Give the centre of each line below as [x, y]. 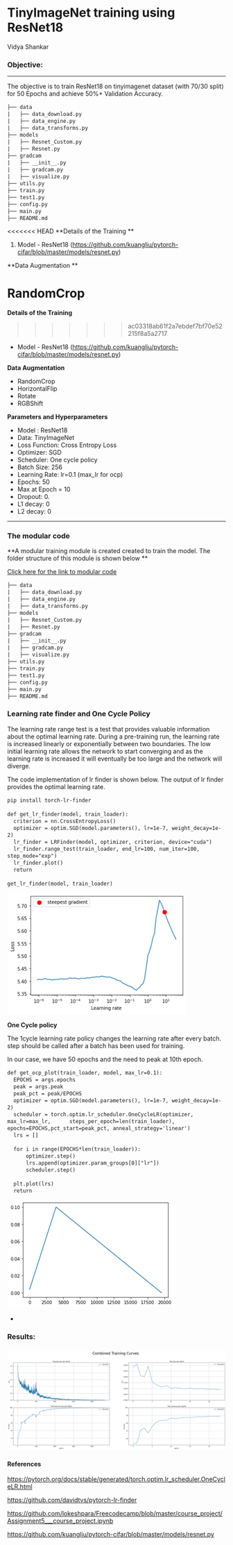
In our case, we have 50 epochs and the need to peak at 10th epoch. [105, 1059]
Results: [21, 1336]
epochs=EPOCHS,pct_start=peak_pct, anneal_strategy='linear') [99, 1129]
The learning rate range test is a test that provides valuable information [109, 729]
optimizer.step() [51, 1156]
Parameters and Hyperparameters [58, 417]
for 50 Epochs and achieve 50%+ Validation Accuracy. [85, 94]
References [24, 1464]
